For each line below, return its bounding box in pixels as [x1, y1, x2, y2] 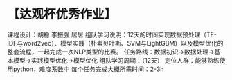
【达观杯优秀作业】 [7, 6, 117, 22]
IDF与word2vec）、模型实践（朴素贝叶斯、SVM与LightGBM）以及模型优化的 [7, 39, 224, 47]
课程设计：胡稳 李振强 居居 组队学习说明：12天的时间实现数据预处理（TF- [7, 30, 217, 39]
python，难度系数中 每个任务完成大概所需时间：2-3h [12, 65, 164, 73]
